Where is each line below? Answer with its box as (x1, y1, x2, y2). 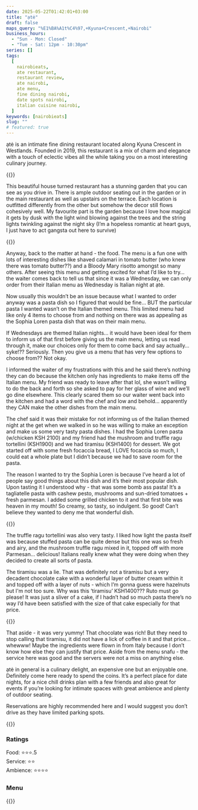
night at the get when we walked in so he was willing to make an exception (6, 422, 188, 429)
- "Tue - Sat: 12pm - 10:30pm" (11, 42, 89, 48)
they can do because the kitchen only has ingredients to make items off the (6, 372, 190, 380)
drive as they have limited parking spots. (6, 709, 105, 716)
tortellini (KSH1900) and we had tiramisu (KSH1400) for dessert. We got (6, 441, 180, 448)
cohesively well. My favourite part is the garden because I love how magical (6, 208, 191, 215)
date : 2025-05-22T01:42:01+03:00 (6, 8, 89, 15)
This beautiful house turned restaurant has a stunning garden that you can (6, 183, 187, 190)
